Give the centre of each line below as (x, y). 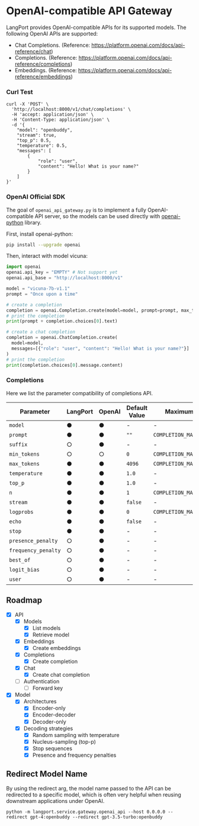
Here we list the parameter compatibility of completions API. (79, 393)
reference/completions (43, 64)
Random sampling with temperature (76, 735)
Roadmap (24, 601)
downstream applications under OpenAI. (55, 801)
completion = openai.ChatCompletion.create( (62, 338)
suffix (18, 444)
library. (33, 222)
